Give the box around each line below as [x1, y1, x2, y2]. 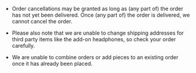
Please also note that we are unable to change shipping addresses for [11, 29, 184, 36]
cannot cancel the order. [11, 18, 73, 25]
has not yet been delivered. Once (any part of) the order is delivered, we [11, 11, 190, 19]
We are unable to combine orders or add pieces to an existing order [11, 54, 179, 60]
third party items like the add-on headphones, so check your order [11, 36, 176, 42]
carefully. [11, 42, 35, 49]
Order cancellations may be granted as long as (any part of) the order [11, 5, 183, 12]
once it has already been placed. [11, 60, 93, 67]
